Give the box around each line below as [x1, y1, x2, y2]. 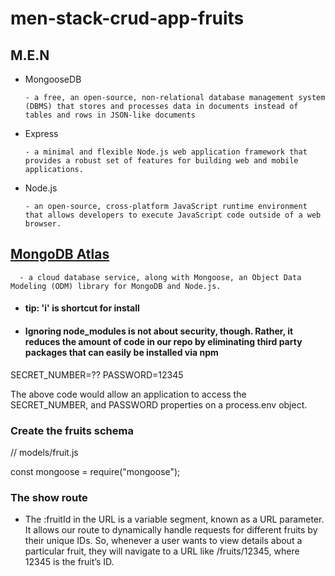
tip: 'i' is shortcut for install [24, 302, 140, 314]
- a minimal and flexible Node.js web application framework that [24, 147, 308, 157]
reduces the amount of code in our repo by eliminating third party [24, 336, 303, 347]
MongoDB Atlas [10, 246, 110, 263]
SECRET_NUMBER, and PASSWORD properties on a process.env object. [10, 398, 308, 411]
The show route [10, 490, 88, 504]
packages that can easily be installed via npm [24, 347, 219, 358]
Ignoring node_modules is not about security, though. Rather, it [24, 325, 294, 337]
